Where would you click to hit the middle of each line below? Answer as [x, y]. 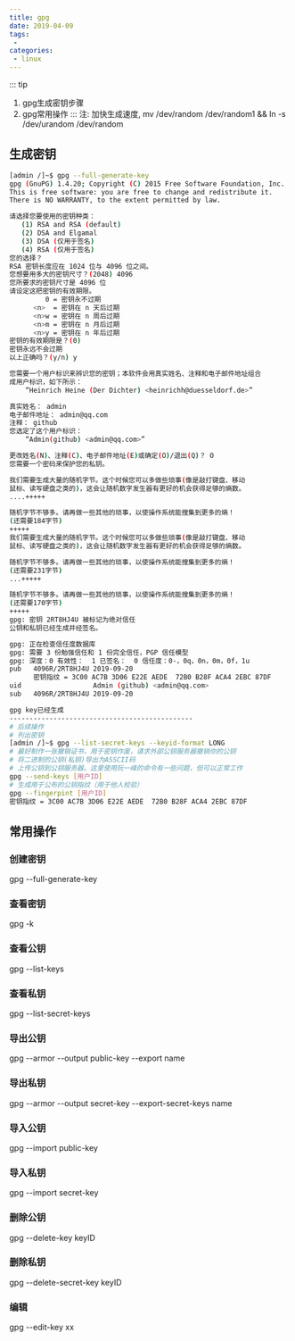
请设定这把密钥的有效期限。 [53, 291]
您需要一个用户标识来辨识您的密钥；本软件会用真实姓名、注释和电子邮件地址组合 [135, 374]
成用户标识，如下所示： [46, 382]
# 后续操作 [27, 727]
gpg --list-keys [37, 969]
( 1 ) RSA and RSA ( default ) [71, 225]
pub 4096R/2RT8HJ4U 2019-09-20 [71, 669]
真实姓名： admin [38, 406]
